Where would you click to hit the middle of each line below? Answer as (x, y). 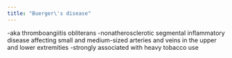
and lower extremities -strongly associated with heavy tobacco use (103, 47)
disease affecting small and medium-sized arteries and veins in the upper (112, 40)
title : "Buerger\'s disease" (49, 13)
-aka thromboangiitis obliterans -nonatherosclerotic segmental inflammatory (116, 33)
